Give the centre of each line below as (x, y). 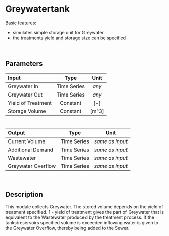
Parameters (24, 64)
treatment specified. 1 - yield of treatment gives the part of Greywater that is (85, 212)
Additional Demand (30, 150)
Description (24, 194)
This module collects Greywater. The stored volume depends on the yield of (84, 206)
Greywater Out (25, 95)
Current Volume (27, 141)
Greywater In (23, 86)
